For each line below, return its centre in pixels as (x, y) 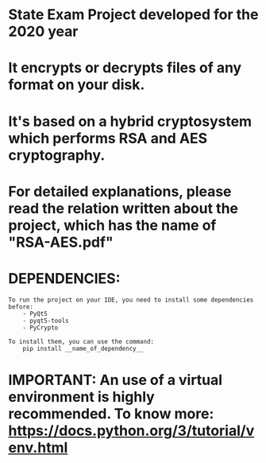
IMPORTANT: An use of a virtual (116, 380)
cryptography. (57, 155)
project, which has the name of (112, 225)
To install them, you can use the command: (81, 341)
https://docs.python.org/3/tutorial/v (131, 430)
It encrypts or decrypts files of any (125, 68)
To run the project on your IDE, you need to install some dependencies (131, 300)
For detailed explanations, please (120, 191)
